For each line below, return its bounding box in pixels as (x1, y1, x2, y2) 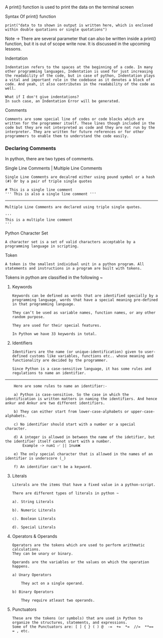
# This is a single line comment (5, 187, 73, 192)
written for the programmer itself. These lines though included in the (5, 121, 155, 126)
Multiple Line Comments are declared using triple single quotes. (5, 205, 142, 210)
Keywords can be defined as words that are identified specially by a (12, 293, 158, 298)
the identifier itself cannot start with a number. (5, 439, 112, 444)
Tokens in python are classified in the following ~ (5, 274, 103, 281)
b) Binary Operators (12, 589, 54, 594)
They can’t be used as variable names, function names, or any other (12, 310, 156, 315)
